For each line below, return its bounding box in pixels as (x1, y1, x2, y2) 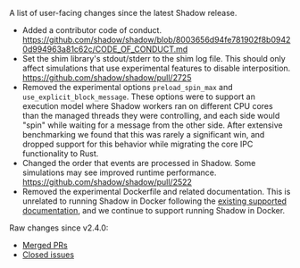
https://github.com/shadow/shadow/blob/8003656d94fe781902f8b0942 (21, 35, 291, 45)
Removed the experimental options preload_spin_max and (21, 82, 234, 92)
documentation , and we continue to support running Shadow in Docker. (21, 205, 286, 215)
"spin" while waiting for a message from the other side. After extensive (21, 120, 283, 130)
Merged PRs (21, 240, 69, 250)
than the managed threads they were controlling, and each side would (21, 111, 280, 121)
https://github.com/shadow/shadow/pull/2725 (21, 72, 192, 83)
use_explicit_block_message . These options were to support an (21, 91, 256, 102)
